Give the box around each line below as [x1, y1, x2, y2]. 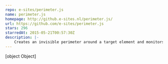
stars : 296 [5, 26, 28, 31]
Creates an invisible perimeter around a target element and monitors [14, 40, 164, 45]
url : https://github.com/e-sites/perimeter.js [5, 21, 104, 26]
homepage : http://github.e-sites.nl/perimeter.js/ [5, 16, 113, 21]
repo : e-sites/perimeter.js [5, 7, 64, 12]
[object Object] [5, 53, 36, 59]
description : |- [5, 35, 39, 40]
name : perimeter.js [5, 12, 46, 17]
